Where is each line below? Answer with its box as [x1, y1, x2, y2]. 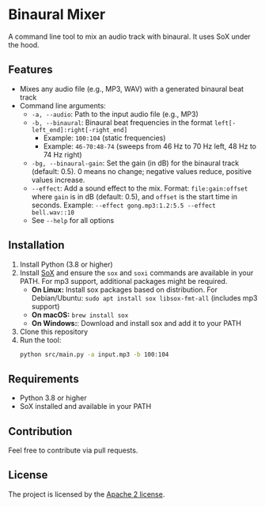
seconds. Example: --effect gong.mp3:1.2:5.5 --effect [31, 200, 216, 210]
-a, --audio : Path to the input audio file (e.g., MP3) [31, 109, 199, 119]
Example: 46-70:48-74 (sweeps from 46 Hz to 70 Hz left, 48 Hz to [43, 141, 257, 151]
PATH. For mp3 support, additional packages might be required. [19, 276, 228, 286]
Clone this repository [19, 327, 89, 336]
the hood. [8, 40, 40, 49]
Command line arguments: [19, 100, 107, 110]
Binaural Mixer [8, 6, 106, 24]
